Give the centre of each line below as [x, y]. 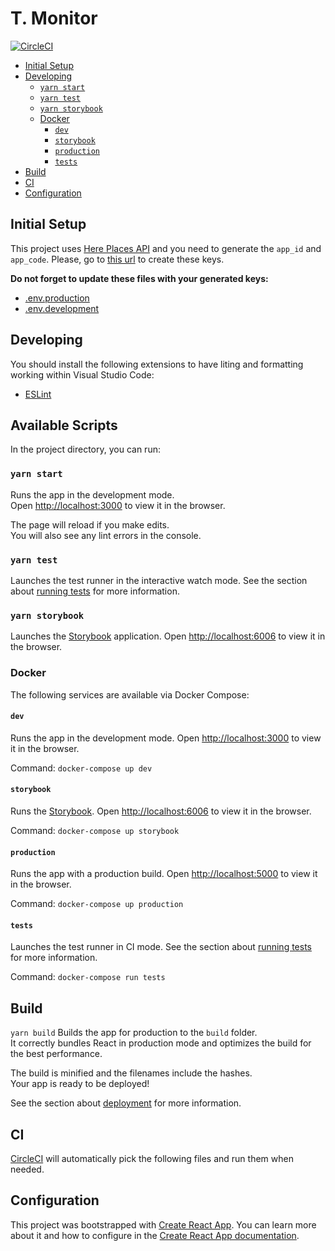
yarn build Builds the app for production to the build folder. [134, 1033]
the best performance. [56, 1054]
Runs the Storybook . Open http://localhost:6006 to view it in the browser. [161, 811]
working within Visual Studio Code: [82, 374]
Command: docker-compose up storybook [95, 830]
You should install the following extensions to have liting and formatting [157, 364]
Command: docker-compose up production [97, 904]
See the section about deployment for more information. [126, 1103]
